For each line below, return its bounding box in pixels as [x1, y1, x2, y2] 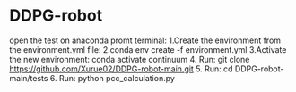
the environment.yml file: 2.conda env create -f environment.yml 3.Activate [9, 44, 287, 54]
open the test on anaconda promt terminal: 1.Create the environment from [9, 35, 281, 46]
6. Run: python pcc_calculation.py [49, 72, 175, 83]
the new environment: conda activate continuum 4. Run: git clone [9, 54, 250, 64]
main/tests [9, 72, 48, 83]
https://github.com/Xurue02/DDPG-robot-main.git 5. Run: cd [9, 63, 233, 74]
